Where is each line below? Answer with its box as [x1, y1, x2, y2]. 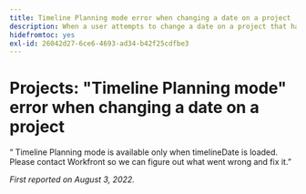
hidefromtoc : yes [9, 30, 76, 39]
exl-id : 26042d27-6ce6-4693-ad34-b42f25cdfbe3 [9, 38, 189, 48]
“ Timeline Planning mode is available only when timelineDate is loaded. [9, 147, 279, 158]
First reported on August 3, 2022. [9, 174, 135, 185]
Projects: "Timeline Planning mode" [9, 78, 287, 98]
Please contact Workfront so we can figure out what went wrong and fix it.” [9, 157, 291, 168]
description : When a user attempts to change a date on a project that [9, 22, 287, 31]
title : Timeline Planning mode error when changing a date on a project [9, 13, 291, 23]
